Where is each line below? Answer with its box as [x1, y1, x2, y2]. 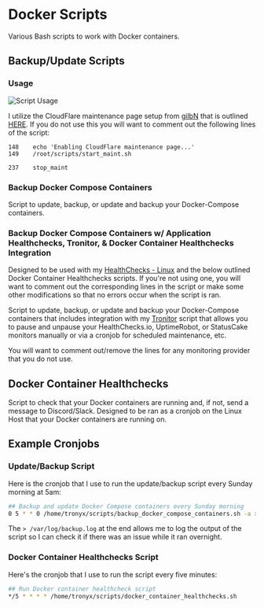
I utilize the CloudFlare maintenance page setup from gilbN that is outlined [8, 111, 249, 120]
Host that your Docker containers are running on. [8, 415, 167, 424]
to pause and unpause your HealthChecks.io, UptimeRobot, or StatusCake [8, 322, 248, 332]
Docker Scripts [8, 6, 108, 24]
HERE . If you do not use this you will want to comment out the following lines [8, 120, 256, 129]
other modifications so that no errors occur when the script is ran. [8, 290, 222, 300]
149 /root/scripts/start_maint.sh [8, 149, 132, 158]
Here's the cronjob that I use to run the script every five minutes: [8, 569, 218, 579]
